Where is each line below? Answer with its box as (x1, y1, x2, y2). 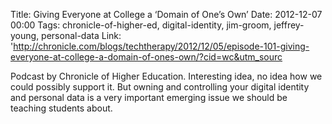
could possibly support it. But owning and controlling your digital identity (10, 81, 310, 93)
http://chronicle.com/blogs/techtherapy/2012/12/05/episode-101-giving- (13, 40, 310, 52)
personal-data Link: (41, 30, 122, 41)
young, (10, 30, 40, 41)
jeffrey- (273, 19, 305, 31)
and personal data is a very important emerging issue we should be (10, 92, 288, 103)
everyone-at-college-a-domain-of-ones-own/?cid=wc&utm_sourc (10, 51, 283, 63)
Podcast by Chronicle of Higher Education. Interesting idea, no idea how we (10, 70, 323, 82)
